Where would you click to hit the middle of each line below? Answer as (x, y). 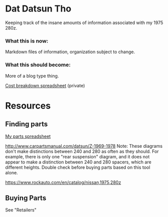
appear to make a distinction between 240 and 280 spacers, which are (78, 162)
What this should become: (38, 65)
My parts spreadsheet (28, 136)
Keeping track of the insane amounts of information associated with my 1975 (84, 23)
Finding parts (27, 124)
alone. (12, 172)
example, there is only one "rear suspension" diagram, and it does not (77, 156)
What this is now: (27, 41)
